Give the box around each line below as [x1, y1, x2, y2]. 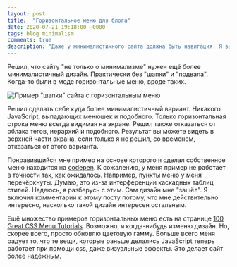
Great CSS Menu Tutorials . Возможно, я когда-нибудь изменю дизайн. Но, [7, 222, 230, 230]
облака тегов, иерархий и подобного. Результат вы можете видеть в [7, 128, 214, 135]
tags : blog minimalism [7, 30, 74, 37]
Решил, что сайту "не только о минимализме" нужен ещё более [7, 63, 201, 70]
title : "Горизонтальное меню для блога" [7, 17, 131, 24]
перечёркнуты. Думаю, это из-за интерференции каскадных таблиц [7, 178, 214, 187]
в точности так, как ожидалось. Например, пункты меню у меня [7, 170, 202, 179]
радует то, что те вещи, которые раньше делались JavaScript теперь [7, 237, 215, 245]
